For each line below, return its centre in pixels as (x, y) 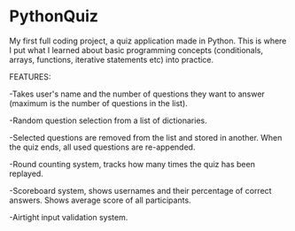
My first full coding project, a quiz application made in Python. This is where (148, 41)
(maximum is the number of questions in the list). (98, 103)
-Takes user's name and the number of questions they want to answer (137, 94)
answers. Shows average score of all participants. (101, 200)
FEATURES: (30, 76)
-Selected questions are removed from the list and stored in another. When (146, 137)
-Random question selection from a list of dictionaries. (108, 120)
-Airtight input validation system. (69, 217)
